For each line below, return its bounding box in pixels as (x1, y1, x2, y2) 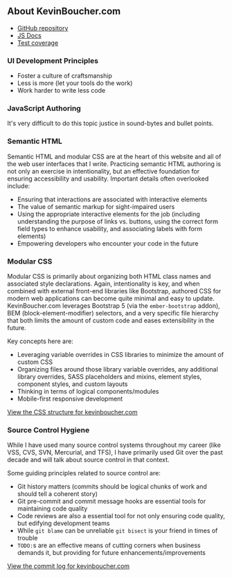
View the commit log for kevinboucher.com (7, 562, 130, 570)
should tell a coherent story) (17, 490, 98, 498)
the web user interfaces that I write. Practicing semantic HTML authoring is (7, 159, 222, 168)
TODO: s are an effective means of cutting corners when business (17, 541, 201, 549)
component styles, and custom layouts (17, 380, 128, 388)
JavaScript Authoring (7, 104, 81, 113)
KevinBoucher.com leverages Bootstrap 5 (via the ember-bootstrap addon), (7, 302, 220, 310)
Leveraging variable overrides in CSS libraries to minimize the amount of (17, 351, 224, 358)
